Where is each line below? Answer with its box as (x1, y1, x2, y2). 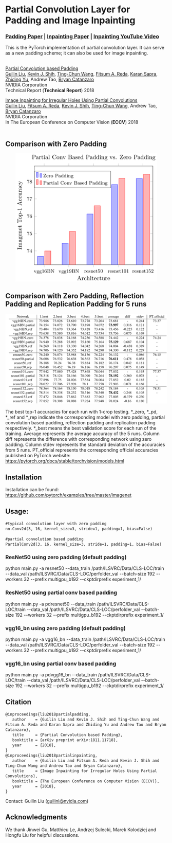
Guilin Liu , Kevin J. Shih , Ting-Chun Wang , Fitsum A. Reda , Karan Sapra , (5, 71, 158, 77)
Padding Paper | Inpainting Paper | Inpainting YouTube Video (5, 33, 159, 40)
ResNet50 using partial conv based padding (5, 589, 117, 596)
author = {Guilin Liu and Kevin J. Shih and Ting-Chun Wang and (12, 717, 160, 722)
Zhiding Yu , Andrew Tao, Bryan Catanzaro (5, 76, 94, 83)
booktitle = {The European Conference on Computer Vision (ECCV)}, (12, 779, 160, 784)
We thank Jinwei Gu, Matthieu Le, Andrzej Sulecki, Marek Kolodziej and (5, 827, 157, 833)
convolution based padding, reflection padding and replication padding (5, 420, 156, 426)
